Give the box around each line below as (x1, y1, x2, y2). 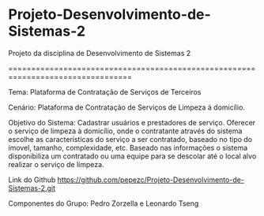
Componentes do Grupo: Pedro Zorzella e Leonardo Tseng (8, 199, 199, 208)
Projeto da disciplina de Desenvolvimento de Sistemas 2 (8, 48, 191, 58)
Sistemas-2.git (8, 183, 55, 192)
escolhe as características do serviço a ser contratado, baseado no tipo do (8, 134, 253, 143)
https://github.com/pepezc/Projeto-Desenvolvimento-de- (57, 175, 245, 184)
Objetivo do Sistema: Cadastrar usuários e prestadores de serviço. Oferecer (8, 117, 256, 127)
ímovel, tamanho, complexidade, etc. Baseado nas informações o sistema (8, 143, 248, 152)
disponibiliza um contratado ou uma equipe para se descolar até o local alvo (8, 151, 257, 161)
